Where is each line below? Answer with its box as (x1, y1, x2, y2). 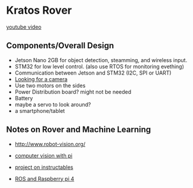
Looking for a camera (14, 75, 68, 82)
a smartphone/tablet (14, 107, 66, 114)
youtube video (6, 23, 42, 30)
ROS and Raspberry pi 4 (14, 175, 74, 182)
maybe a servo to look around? (14, 101, 91, 108)
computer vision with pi (14, 152, 73, 159)
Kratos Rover (6, 4, 72, 17)
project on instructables (14, 164, 73, 171)
